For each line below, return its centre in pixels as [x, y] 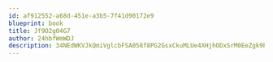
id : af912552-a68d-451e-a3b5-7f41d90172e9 [81, 16]
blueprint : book [36, 23]
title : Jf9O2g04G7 [39, 31]
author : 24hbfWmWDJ [41, 38]
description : [30, 46]
